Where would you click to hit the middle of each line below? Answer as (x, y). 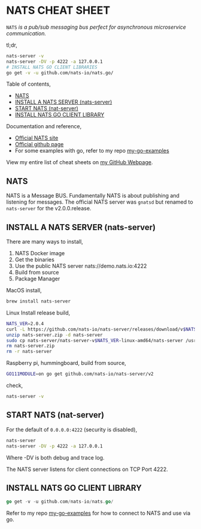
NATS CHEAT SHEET (58, 10)
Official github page (39, 144)
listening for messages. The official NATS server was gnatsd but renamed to (100, 202)
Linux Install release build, (38, 313)
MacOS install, (24, 291)
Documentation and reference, (44, 126)
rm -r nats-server (29, 352)
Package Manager (37, 279)
